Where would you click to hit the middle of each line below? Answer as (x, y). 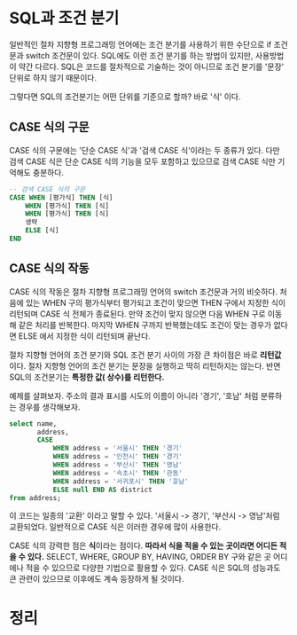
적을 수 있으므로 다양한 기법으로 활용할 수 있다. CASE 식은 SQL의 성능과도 (153, 568)
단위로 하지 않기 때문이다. (53, 77)
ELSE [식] (42, 231)
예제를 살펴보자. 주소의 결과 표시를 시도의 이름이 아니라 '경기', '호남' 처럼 (134, 396)
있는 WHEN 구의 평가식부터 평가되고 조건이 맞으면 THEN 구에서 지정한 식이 (156, 302)
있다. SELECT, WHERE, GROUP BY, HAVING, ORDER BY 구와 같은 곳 (149, 557)
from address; (35, 498)
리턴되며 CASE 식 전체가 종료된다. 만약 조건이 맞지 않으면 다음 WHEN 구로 (137, 314)
